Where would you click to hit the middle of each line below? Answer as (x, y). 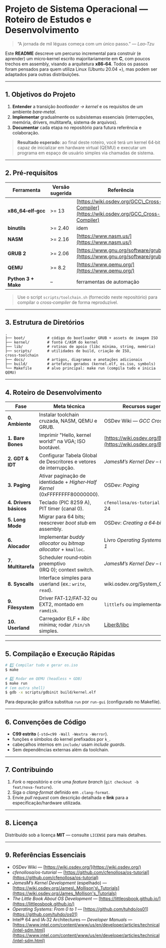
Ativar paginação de (62, 476)
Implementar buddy (62, 537)
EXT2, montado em (61, 604)
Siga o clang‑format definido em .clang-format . (61, 792)
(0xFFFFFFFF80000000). (69, 494)
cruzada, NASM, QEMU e (68, 421)
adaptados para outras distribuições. (42, 74)
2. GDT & (18, 459)
